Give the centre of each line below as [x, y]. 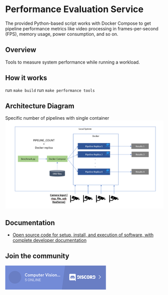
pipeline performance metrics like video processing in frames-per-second [82, 28]
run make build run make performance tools [50, 90]
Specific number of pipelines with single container [57, 118]
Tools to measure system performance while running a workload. [73, 62]
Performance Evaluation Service [74, 9]
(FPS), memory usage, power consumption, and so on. [62, 34]
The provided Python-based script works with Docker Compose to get [78, 23]
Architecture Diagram [40, 106]
